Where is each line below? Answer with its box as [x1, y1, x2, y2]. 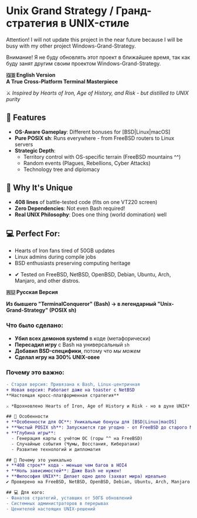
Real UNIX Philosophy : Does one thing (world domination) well [14, 210, 167, 218]
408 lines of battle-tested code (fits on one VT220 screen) [14, 198, 158, 205]
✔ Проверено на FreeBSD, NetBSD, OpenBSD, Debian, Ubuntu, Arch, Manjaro [6, 479, 191, 485]
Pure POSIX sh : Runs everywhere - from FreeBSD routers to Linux [14, 134, 175, 142]
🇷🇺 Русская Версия [6, 289, 58, 296]
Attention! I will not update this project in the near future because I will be [6, 36, 183, 43]
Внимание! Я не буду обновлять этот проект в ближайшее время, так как [6, 54, 191, 61]
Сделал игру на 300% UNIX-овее [14, 353, 100, 360]
